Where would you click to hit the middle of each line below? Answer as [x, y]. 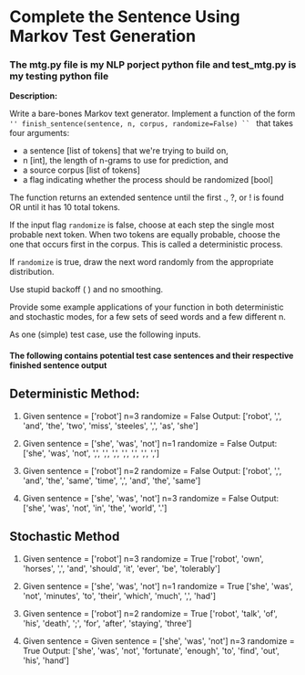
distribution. [32, 272]
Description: [33, 96]
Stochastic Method [65, 537]
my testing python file [59, 77]
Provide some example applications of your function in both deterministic [147, 307]
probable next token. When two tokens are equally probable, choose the [145, 235]
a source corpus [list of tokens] [81, 170]
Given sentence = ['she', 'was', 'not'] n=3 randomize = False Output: [151, 498]
